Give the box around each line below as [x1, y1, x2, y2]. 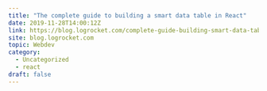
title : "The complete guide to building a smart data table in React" [8, 11, 247, 20]
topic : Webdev [8, 41, 56, 49]
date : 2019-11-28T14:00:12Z [8, 19, 102, 27]
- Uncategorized [15, 56, 69, 64]
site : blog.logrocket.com [8, 33, 94, 42]
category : [8, 48, 41, 56]
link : [8, 26, 26, 34]
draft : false [8, 70, 52, 78]
